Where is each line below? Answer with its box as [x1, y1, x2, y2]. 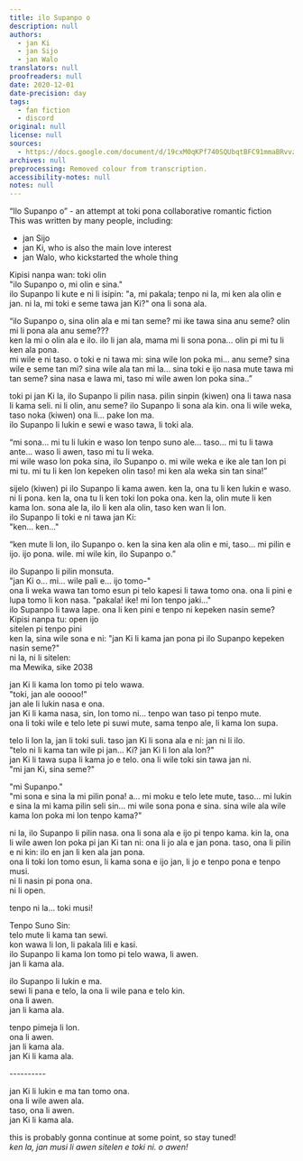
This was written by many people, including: [9, 216, 173, 226]
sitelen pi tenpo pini [9, 623, 83, 634]
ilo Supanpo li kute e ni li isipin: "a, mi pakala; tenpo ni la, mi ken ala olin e [9, 289, 282, 299]
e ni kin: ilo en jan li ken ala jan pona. [9, 847, 146, 858]
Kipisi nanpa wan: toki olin [9, 270, 106, 281]
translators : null [9, 64, 78, 73]
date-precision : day [9, 88, 87, 97]
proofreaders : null [9, 72, 83, 81]
